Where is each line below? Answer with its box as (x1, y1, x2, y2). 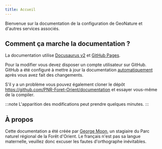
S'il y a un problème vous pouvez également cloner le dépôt (5, 82, 125, 87)
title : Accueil (5, 7, 36, 12)
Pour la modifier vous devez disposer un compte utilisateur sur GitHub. (5, 62, 147, 68)
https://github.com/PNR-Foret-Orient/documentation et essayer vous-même (5, 87, 158, 93)
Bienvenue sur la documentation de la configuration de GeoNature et (5, 20, 143, 26)
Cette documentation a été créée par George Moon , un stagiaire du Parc (5, 128, 150, 134)
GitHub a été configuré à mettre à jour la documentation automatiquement (5, 67, 153, 73)
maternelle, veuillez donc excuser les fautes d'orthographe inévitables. (5, 139, 146, 145)
